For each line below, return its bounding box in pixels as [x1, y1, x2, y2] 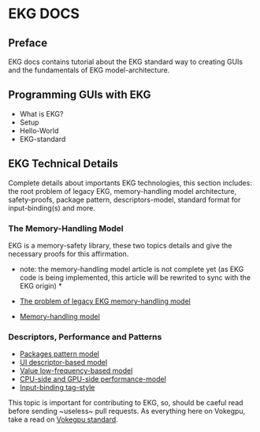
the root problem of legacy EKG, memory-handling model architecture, [8, 186, 237, 196]
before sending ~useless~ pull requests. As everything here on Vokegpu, [8, 407, 246, 416]
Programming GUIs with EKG [8, 88, 151, 102]
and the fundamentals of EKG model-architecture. [8, 65, 170, 75]
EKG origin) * [19, 281, 63, 290]
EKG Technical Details [8, 157, 119, 170]
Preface [8, 36, 48, 50]
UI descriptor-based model [19, 358, 108, 367]
